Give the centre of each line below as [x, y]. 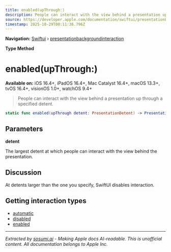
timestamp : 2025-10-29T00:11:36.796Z [45, 24]
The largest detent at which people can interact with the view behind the [81, 151]
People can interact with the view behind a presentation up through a [90, 99]
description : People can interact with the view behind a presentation [83, 15]
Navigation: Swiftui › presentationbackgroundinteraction [65, 39]
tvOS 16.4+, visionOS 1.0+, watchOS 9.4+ [49, 89]
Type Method [20, 48]
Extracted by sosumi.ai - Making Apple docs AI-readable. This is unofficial [83, 239]
